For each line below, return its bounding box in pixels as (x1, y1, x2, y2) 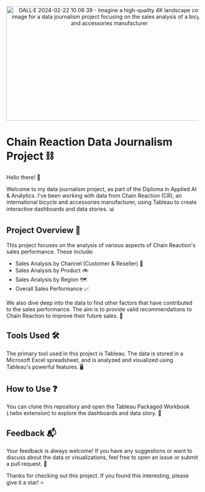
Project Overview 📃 (6, 225, 81, 236)
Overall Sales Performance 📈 (15, 284, 90, 292)
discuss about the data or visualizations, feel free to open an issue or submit (6, 454, 198, 461)
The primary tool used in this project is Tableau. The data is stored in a (6, 350, 184, 357)
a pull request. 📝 (6, 460, 48, 468)
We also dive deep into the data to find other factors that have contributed (6, 299, 193, 306)
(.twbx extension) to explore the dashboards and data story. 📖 (6, 410, 162, 417)
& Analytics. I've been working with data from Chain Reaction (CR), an (6, 192, 182, 199)
